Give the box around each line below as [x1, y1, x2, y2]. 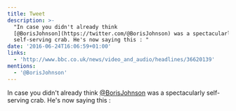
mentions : [7, 63, 37, 70]
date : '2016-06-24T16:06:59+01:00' [7, 43, 112, 50]
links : [7, 50, 27, 57]
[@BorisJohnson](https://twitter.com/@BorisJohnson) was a [13, 30, 190, 37]
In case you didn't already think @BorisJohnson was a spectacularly [7, 89, 205, 97]
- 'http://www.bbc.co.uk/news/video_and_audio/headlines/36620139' [13, 56, 216, 63]
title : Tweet [7, 10, 46, 18]
